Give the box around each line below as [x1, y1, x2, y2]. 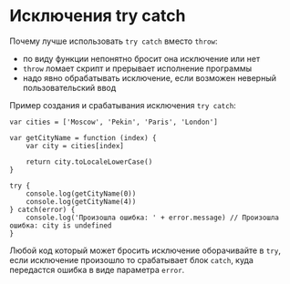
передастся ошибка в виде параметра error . [9, 264, 185, 275]
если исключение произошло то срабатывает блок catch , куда [9, 254, 254, 265]
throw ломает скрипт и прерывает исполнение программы [22, 63, 253, 74]
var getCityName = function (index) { [9, 133, 157, 142]
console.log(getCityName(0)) [26, 188, 137, 198]
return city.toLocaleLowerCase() [26, 157, 153, 167]
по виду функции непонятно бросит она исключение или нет [22, 53, 261, 64]
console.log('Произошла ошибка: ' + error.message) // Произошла [26, 213, 280, 222]
